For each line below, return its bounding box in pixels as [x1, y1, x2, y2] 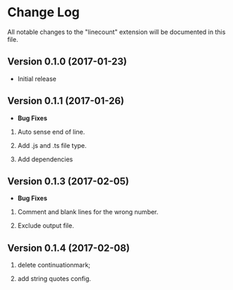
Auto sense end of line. [17, 127, 85, 136]
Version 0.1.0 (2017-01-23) [7, 56, 127, 68]
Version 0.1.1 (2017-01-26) [7, 95, 125, 107]
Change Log [7, 4, 80, 21]
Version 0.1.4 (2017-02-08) [7, 242, 131, 254]
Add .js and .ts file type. [17, 141, 87, 149]
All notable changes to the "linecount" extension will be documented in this [7, 28, 226, 36]
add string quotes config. [17, 274, 92, 283]
